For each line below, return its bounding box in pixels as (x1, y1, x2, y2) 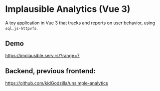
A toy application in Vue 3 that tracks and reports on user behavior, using (5, 20, 156, 26)
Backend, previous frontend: (5, 67, 96, 75)
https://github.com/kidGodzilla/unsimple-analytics (5, 80, 108, 86)
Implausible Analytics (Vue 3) (5, 3, 131, 15)
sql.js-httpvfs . (5, 25, 38, 31)
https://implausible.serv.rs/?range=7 (5, 52, 80, 58)
